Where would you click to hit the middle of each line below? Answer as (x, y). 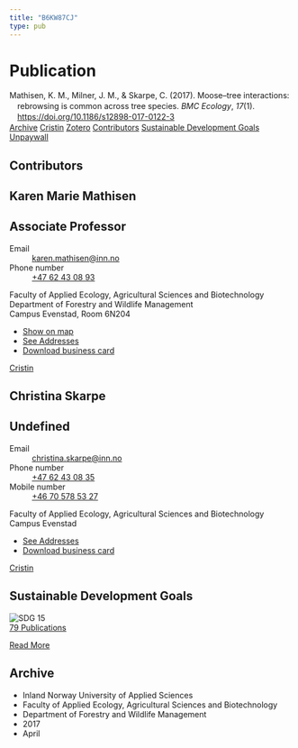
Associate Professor (68, 227)
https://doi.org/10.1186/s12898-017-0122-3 (96, 117)
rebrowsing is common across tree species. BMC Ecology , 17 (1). (136, 106)
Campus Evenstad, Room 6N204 (70, 314)
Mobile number (37, 487)
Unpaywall (29, 137)
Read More (30, 644)
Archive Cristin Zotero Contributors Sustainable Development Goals (135, 128)
